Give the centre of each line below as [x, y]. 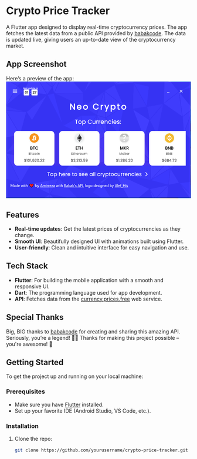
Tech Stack [27, 266]
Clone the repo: [33, 438]
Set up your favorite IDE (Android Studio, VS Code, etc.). [83, 411]
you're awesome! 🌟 [29, 344]
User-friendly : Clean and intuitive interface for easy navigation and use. [102, 247]
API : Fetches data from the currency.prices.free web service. [89, 299]
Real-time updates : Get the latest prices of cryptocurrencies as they [97, 229]
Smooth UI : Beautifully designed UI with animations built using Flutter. [99, 241]
